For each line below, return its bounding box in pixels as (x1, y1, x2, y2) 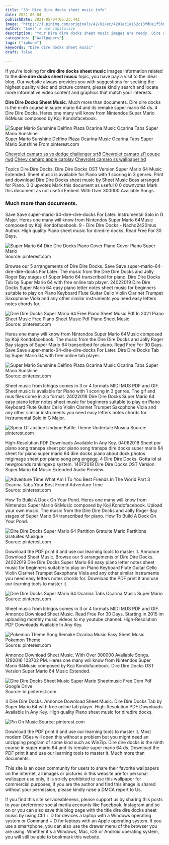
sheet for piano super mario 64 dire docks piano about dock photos (5, 450, 146, 457)
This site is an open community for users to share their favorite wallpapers (5, 765, 159, 771)
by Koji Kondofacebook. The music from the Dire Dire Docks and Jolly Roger (5, 336, 163, 342)
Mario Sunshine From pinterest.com (5, 141, 79, 147)
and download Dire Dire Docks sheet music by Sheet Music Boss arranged (5, 177, 160, 183)
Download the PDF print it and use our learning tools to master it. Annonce (5, 548, 159, 554)
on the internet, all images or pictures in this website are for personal (5, 770, 148, 776)
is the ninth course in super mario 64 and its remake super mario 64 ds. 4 (5, 104, 158, 110)
